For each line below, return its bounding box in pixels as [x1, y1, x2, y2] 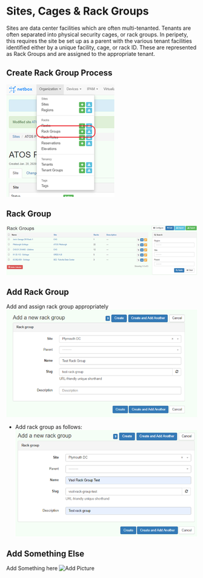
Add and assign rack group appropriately [6, 303, 109, 311]
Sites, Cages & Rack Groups [6, 4, 150, 18]
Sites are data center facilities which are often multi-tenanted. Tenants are [6, 24, 191, 32]
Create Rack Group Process [6, 68, 113, 78]
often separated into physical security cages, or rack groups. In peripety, [6, 30, 188, 38]
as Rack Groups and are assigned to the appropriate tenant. [6, 50, 156, 57]
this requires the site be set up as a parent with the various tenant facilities [6, 37, 193, 44]
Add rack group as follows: [15, 424, 83, 431]
